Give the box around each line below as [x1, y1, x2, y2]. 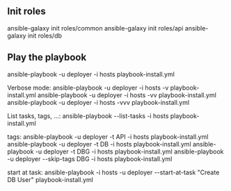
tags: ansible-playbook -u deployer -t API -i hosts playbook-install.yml [7, 132, 209, 141]
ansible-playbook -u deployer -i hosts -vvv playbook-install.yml [7, 98, 190, 106]
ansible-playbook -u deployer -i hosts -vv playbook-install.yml [37, 90, 217, 99]
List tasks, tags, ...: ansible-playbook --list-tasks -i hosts [7, 111, 169, 120]
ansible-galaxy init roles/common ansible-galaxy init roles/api [7, 24, 184, 32]
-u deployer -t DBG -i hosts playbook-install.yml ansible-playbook [35, 147, 224, 156]
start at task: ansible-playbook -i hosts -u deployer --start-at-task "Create [7, 168, 220, 176]
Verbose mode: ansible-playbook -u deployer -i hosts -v [7, 83, 169, 92]
